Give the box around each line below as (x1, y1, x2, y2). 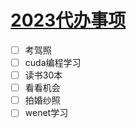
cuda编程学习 (24, 57, 82, 68)
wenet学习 (24, 107, 69, 119)
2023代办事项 (10, 9, 127, 32)
